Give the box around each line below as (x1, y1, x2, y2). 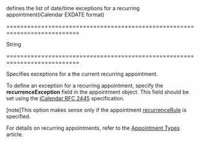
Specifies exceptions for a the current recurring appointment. (6, 70, 158, 78)
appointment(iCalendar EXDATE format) (6, 11, 105, 18)
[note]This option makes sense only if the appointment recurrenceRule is (6, 106, 187, 114)
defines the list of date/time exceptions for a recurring (6, 5, 140, 11)
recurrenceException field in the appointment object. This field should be (6, 88, 189, 96)
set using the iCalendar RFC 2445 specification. (6, 95, 125, 102)
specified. (6, 113, 31, 120)
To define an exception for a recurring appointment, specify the (6, 82, 163, 89)
